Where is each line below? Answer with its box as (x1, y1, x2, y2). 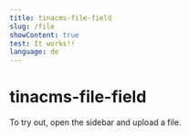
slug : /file (9, 22, 55, 31)
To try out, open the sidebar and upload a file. (9, 117, 182, 128)
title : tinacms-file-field (9, 13, 112, 23)
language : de (9, 47, 59, 57)
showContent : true (9, 30, 79, 39)
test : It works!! (9, 38, 76, 48)
